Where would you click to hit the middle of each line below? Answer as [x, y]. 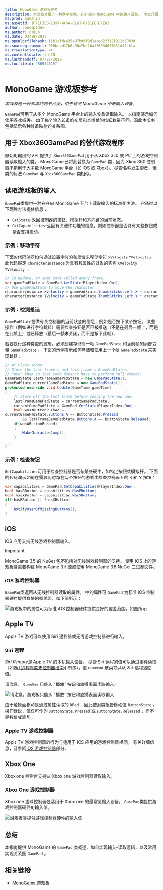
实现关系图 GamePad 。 [27, 854]
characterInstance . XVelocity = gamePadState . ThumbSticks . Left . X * [73, 292]
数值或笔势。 [22, 717]
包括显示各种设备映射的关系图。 [37, 126]
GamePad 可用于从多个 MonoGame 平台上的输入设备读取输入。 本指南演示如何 [81, 114]
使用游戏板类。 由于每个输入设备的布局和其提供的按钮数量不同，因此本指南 [80, 120]
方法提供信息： [33, 209]
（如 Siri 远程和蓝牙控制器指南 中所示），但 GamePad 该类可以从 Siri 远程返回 [78, 667]
